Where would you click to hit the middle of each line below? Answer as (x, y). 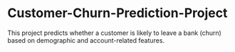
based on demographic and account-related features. (86, 40)
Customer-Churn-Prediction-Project (117, 13)
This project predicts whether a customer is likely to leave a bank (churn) (115, 33)
